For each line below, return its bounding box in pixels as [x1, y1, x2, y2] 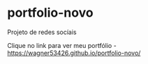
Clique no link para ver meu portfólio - [7, 41, 117, 49]
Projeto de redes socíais [7, 28, 77, 36]
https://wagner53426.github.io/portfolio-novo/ [7, 49, 141, 57]
